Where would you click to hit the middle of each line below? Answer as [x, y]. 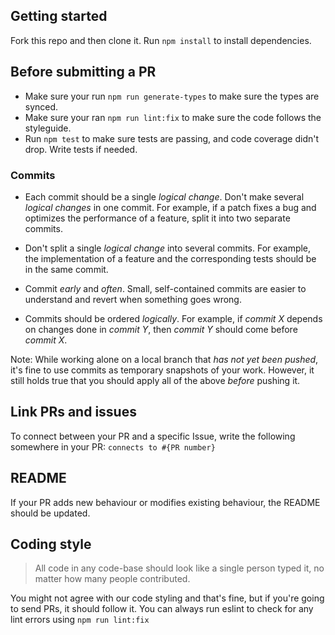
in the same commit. [66, 269]
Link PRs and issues [73, 412]
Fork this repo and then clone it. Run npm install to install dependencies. [161, 40]
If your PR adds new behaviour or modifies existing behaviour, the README [165, 502]
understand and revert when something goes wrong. [133, 299]
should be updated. [50, 513]
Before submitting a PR [83, 72]
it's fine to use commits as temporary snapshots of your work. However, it [162, 370]
